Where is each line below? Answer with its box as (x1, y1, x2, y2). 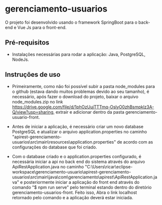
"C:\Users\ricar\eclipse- (85, 163, 133, 170)
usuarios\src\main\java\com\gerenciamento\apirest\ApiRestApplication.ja (12, 174, 158, 180)
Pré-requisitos (5, 39, 50, 47)
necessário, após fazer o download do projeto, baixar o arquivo (12, 93, 139, 100)
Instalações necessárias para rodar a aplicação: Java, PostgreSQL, (12, 51, 146, 57)
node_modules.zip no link (12, 99, 63, 104)
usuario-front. (12, 114, 40, 120)
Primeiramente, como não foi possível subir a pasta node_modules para (12, 83, 155, 89)
